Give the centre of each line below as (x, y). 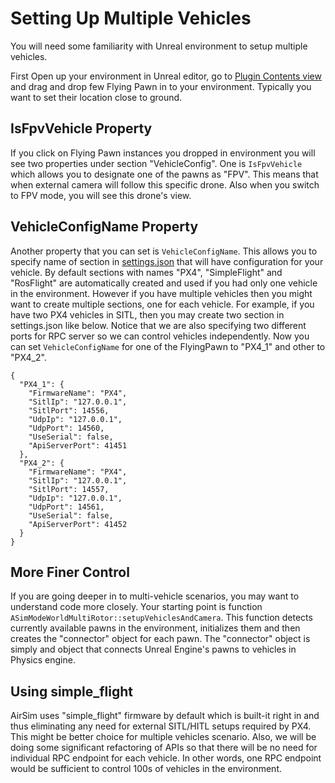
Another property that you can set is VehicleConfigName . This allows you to (164, 251)
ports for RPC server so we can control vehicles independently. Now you (160, 336)
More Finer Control (70, 572)
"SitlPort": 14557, (69, 489)
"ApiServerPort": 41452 (78, 524)
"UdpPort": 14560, (66, 428)
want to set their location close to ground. (96, 97)
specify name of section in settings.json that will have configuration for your (167, 261)
